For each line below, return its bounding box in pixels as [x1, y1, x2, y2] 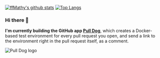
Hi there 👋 [5, 17, 29, 23]
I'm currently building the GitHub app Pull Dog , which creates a [5, 28, 135, 34]
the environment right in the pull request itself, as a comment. [5, 38, 129, 44]
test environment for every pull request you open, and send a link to [19, 33, 156, 39]
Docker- [136, 28, 153, 34]
